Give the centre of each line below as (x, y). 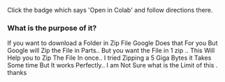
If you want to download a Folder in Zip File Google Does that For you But (112, 43)
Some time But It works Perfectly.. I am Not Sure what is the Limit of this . (112, 65)
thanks (17, 73)
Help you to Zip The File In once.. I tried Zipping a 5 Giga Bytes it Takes (109, 58)
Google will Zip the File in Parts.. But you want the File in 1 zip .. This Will (111, 51)
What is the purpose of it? (52, 28)
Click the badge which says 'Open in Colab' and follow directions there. (110, 10)
